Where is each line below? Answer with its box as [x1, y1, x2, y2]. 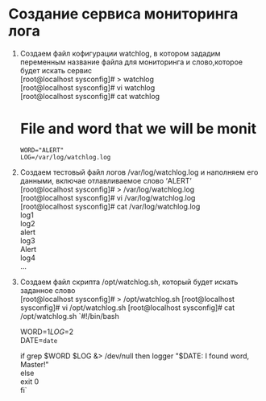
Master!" [19, 359, 50, 369]
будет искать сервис [19, 65, 93, 75]
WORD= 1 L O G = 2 [19, 327, 74, 337]
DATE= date [19, 335, 58, 345]
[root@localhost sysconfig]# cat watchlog [19, 91, 160, 101]
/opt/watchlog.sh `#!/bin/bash [19, 311, 119, 320]
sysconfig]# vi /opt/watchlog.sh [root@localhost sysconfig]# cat [19, 303, 235, 312]
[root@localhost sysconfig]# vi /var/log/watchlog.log [19, 192, 196, 202]
